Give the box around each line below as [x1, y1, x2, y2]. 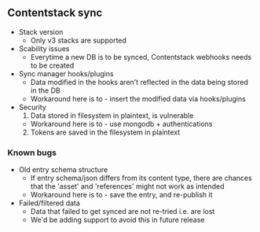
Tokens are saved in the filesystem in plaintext [30, 127, 181, 137]
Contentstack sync [7, 6, 103, 20]
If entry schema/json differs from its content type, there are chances [30, 173, 252, 183]
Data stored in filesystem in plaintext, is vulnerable [30, 110, 194, 120]
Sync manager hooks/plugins [18, 68, 115, 78]
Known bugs [7, 147, 57, 158]
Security [18, 102, 46, 112]
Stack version [18, 27, 64, 36]
